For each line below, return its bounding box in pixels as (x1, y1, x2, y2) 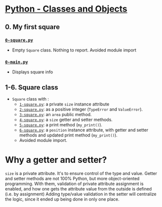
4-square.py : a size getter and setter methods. (19, 117, 113, 122)
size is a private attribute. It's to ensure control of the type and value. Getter (5, 170, 158, 176)
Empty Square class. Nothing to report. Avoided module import (12, 47, 137, 53)
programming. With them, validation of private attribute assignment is (5, 181, 144, 187)
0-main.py (5, 59, 28, 65)
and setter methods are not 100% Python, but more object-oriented (5, 175, 140, 181)
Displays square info (12, 69, 53, 75)
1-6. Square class (5, 83, 58, 91)
